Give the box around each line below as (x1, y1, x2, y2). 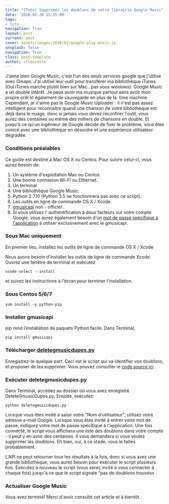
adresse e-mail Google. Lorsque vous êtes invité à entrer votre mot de (5, 417, 151, 423)
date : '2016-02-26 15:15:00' (5, 12, 67, 17)
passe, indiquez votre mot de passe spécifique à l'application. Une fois (5, 423, 153, 429)
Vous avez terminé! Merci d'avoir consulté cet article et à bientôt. (5, 494, 141, 500)
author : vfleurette (5, 59, 46, 64)
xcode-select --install (5, 269, 55, 274)
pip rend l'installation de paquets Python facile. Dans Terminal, (5, 325, 135, 331)
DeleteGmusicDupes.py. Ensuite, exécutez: (5, 393, 95, 399)
